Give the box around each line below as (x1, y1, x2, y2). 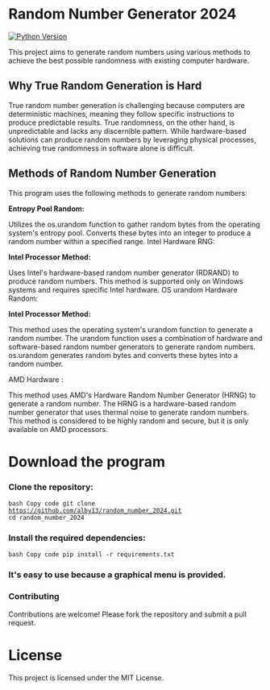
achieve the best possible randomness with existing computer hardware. (8, 56, 250, 65)
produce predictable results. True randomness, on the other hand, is (8, 118, 235, 127)
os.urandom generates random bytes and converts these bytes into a (8, 350, 239, 360)
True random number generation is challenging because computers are (8, 100, 246, 110)
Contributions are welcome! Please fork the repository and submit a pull (8, 609, 247, 619)
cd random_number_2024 (8, 513, 85, 522)
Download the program (8, 452, 165, 471)
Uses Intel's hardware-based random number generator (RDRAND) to (8, 268, 239, 277)
